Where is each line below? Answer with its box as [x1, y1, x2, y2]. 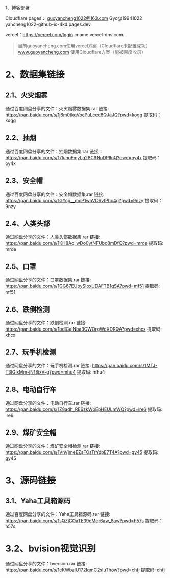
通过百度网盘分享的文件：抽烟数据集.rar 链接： [5, 148, 104, 154]
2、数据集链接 [5, 69, 65, 80]
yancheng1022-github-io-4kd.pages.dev [5, 21, 91, 27]
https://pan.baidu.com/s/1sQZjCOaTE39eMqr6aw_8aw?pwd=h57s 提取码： [5, 517, 163, 524]
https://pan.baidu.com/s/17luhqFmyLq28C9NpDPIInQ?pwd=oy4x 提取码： [5, 154, 161, 160]
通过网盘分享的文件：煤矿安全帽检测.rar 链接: [5, 443, 101, 449]
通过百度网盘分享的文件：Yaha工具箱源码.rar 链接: [5, 511, 111, 517]
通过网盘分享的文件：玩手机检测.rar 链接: [5, 362, 91, 368]
